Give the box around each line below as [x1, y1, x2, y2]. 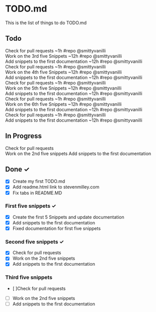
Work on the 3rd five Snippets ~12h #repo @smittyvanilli [5, 53, 122, 59]
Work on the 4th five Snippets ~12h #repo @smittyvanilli [5, 69, 122, 75]
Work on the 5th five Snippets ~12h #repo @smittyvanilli [5, 85, 122, 91]
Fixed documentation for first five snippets [12, 225, 101, 231]
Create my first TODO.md [12, 178, 65, 184]
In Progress [5, 132, 42, 140]
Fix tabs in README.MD [12, 190, 62, 196]
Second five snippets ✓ [5, 238, 64, 245]
